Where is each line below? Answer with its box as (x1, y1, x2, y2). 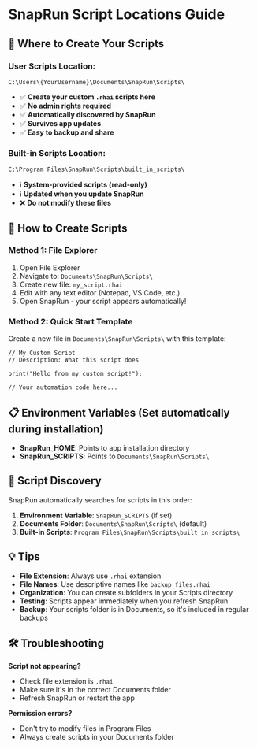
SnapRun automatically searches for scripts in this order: (8, 495, 192, 505)
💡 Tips (8, 550, 41, 564)
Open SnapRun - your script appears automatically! (19, 296, 187, 306)
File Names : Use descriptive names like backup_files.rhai (19, 579, 210, 588)
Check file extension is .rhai (19, 677, 114, 686)
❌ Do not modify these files (19, 198, 112, 208)
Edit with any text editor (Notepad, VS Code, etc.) (19, 287, 181, 297)
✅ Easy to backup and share (19, 128, 114, 137)
